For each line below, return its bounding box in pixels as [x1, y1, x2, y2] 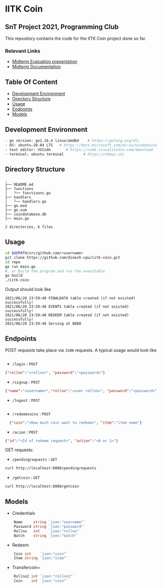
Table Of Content [5, 78, 58, 86]
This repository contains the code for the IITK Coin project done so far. [5, 35, 147, 41]
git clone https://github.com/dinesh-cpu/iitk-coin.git [5, 255, 120, 260]
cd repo [5, 259, 21, 265]
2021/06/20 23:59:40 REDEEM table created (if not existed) [5, 313, 130, 318]
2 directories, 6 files [5, 224, 53, 230]
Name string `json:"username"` [14, 520, 86, 524]
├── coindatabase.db [5, 212, 47, 217]
